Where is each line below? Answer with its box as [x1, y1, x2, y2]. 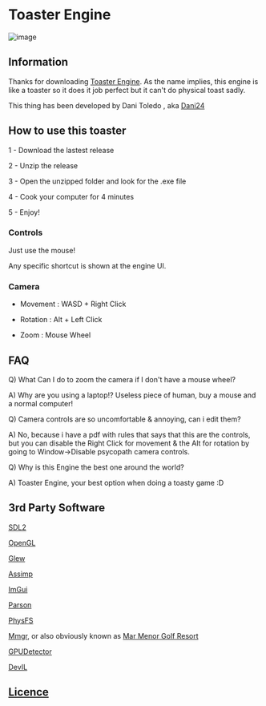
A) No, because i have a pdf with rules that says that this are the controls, [8, 430, 251, 439]
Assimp [8, 569, 34, 579]
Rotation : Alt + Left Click [19, 315, 103, 325]
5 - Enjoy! [8, 207, 40, 217]
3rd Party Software [8, 501, 106, 514]
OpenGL [8, 538, 36, 547]
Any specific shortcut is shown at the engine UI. [8, 260, 167, 270]
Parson [8, 599, 32, 610]
